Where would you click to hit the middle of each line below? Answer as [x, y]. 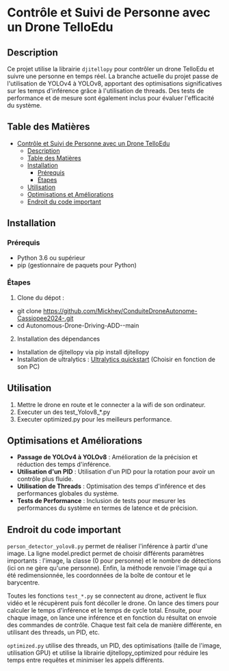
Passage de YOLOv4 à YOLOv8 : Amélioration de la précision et [107, 457]
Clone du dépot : [41, 297]
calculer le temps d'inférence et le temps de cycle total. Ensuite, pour [105, 611]
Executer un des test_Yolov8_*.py [64, 412]
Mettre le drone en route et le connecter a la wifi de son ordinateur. [111, 404]
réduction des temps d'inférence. [64, 465]
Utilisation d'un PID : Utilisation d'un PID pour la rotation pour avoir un [116, 472]
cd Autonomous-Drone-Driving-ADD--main [78, 325]
